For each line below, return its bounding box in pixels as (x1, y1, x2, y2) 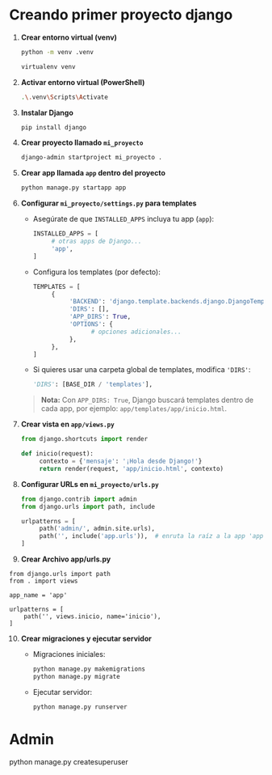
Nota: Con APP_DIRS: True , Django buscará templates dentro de (40, 395, 254, 405)
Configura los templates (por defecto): (32, 267, 161, 277)
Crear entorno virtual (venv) (20, 32, 118, 42)
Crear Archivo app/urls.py (20, 554, 111, 564)
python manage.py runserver (32, 702, 128, 711)
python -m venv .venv (20, 48, 94, 56)
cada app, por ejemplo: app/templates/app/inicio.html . (40, 404, 228, 413)
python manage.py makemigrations (32, 665, 146, 673)
